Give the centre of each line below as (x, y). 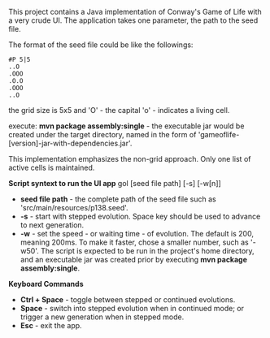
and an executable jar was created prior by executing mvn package (134, 260)
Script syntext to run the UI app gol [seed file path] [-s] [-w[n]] (115, 183)
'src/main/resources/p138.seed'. (74, 208)
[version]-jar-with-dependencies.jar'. (70, 143)
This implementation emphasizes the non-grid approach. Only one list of (130, 159)
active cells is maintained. (52, 167)
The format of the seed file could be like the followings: (101, 45)
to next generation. (52, 225)
